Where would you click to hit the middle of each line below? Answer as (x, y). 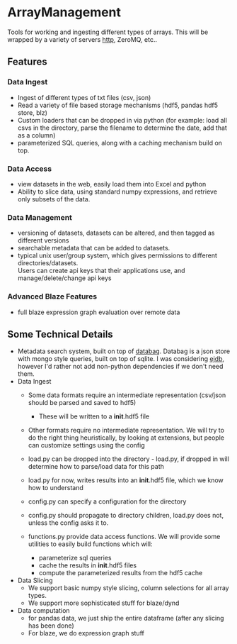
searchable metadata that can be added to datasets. (94, 248)
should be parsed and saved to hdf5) (82, 403)
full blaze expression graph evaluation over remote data (99, 312)
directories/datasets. (48, 263)
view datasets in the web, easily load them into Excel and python (112, 184)
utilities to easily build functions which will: (90, 544)
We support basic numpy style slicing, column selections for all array (128, 588)
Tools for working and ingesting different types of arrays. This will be (108, 32)
